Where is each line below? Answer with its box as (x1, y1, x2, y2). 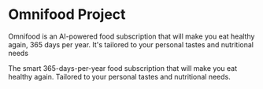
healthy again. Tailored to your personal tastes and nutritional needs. (8, 72, 231, 81)
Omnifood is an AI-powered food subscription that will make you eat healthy (8, 32, 255, 41)
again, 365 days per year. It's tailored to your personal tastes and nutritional (8, 39, 254, 49)
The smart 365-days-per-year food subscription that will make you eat (8, 63, 238, 72)
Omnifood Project (8, 6, 126, 24)
